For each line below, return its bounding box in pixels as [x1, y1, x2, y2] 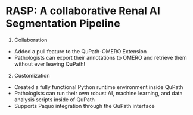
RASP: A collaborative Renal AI [5, 4, 160, 18]
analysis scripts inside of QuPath [14, 96, 95, 103]
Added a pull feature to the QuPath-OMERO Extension [14, 47, 147, 55]
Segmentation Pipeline [5, 17, 120, 30]
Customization [14, 72, 50, 79]
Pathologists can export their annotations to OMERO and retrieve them [14, 54, 187, 61]
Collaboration [14, 36, 48, 43]
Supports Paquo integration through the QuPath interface [14, 102, 155, 109]
